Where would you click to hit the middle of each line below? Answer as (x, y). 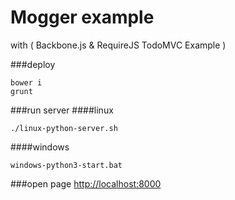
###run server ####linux (62, 110)
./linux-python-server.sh (64, 128)
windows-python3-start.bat (66, 165)
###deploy (33, 64)
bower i (26, 82)
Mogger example (82, 17)
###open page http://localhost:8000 (86, 183)
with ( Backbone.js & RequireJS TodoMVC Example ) (118, 45)
